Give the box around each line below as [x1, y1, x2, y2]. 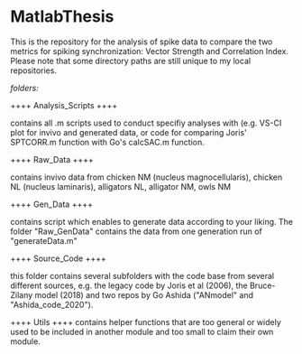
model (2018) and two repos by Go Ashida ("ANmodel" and [34, 289, 254, 300]
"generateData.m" [10, 235, 78, 246]
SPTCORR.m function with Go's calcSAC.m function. [10, 136, 206, 147]
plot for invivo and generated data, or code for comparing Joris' [10, 126, 247, 137]
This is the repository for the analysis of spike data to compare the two [10, 36, 273, 47]
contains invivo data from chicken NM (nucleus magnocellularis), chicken [10, 172, 283, 182]
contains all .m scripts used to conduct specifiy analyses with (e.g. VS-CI [10, 117, 282, 128]
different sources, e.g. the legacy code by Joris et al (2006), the [10, 280, 249, 291]
